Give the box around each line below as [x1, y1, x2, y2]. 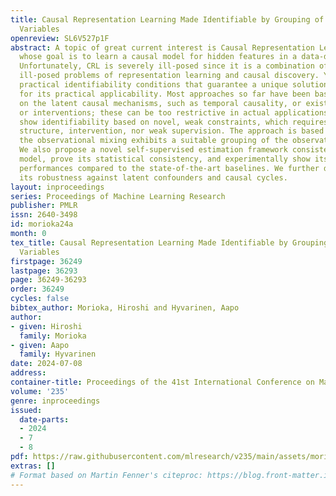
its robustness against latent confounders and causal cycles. [19, 172, 288, 183]
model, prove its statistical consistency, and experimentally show [19, 154, 311, 164]
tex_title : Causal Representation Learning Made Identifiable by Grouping [10, 237, 329, 248]
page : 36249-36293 [10, 275, 87, 285]
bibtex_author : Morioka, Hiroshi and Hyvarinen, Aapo [10, 303, 240, 313]
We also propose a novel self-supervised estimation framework [19, 145, 288, 155]
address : [10, 368, 47, 378]
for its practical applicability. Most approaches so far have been [19, 89, 311, 99]
